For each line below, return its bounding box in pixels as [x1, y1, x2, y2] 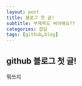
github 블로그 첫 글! [6, 56, 77, 66]
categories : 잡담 [6, 26, 47, 32]
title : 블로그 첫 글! [6, 15, 55, 21]
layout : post [6, 9, 39, 15]
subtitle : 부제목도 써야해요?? [6, 20, 75, 26]
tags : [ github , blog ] [6, 32, 59, 38]
